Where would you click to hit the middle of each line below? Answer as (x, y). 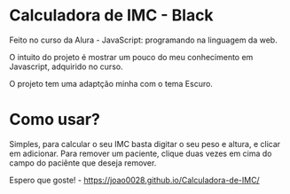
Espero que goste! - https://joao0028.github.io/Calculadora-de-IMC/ (134, 180)
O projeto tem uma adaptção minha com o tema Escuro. (111, 83)
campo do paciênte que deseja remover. (83, 163)
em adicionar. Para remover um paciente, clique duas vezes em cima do (141, 153)
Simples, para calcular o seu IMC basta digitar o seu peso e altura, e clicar (145, 144)
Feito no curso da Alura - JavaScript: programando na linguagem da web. (143, 40)
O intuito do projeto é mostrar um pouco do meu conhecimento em (131, 57)
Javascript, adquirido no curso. (66, 66)
